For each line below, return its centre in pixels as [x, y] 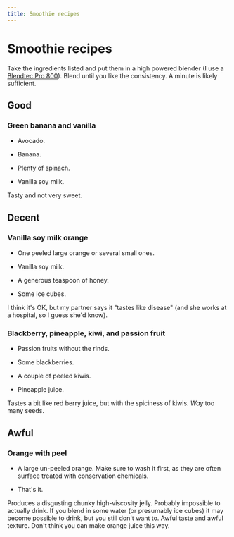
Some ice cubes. [42, 294]
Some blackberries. [46, 362]
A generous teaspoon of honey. [63, 280]
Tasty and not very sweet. [45, 195]
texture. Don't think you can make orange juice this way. [89, 525]
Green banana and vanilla [52, 125]
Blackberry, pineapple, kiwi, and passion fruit [86, 333]
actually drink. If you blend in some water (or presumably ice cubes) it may [115, 510]
